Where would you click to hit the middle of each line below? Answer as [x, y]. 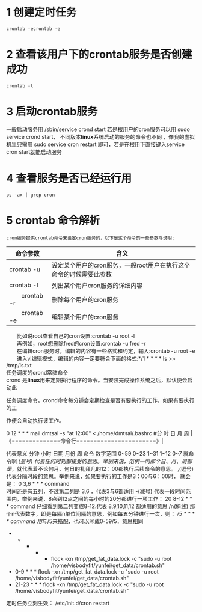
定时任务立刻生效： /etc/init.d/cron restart [58, 603]
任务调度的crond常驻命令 [37, 372]
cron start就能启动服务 [34, 151]
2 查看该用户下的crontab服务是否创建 [99, 54]
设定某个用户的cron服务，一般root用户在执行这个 [121, 265]
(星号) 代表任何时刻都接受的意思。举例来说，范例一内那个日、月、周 [103, 461]
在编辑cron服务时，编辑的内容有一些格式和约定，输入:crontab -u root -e [106, 351]
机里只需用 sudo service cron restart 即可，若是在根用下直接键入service [96, 144]
